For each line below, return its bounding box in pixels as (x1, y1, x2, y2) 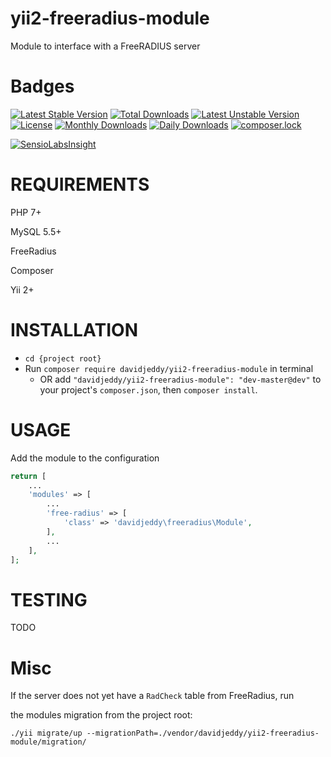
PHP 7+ (10, 206, 42, 218)
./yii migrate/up (10, 728, 83, 739)
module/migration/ (10, 737, 87, 747)
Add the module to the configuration (10, 452, 160, 464)
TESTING (10, 588, 88, 611)
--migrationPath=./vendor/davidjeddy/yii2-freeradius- (86, 728, 320, 739)
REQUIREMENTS (10, 173, 150, 196)
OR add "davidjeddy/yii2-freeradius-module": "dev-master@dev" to (39, 373, 322, 385)
